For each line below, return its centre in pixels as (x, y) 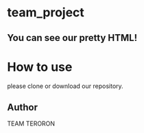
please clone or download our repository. (65, 86)
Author (22, 107)
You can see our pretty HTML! (72, 38)
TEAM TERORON (31, 123)
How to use (40, 67)
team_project (46, 13)
